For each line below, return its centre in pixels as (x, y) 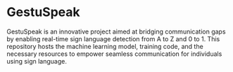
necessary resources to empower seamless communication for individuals (114, 54)
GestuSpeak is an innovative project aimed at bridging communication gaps (116, 31)
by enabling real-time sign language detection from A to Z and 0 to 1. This (113, 38)
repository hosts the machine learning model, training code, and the (105, 46)
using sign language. (37, 61)
